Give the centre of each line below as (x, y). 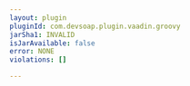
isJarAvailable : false (52, 43)
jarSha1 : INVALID (42, 34)
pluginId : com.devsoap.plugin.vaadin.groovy (95, 26)
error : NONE (32, 52)
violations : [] (38, 60)
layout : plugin (38, 18)
